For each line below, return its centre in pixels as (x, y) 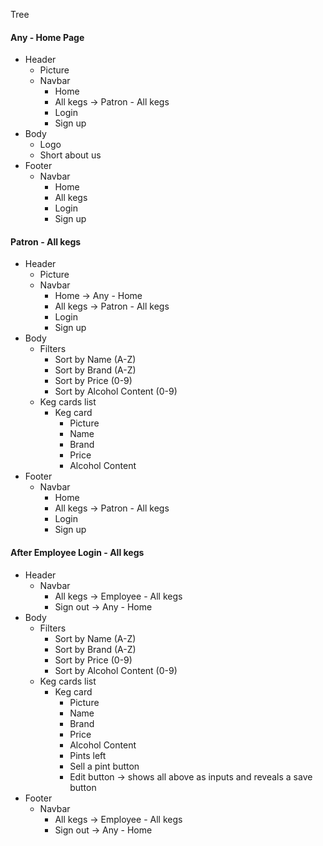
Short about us (70, 155)
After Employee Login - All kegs (77, 552)
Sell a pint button (104, 766)
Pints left (88, 755)
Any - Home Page (47, 37)
